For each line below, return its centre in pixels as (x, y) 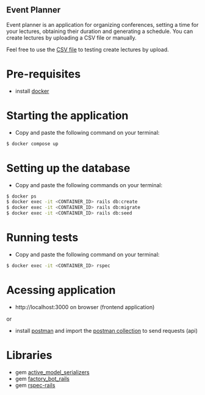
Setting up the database (68, 168)
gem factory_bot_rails (42, 379)
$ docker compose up (33, 144)
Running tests (42, 238)
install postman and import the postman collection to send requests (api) (106, 330)
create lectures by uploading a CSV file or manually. (72, 37)
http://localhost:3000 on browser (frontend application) (85, 307)
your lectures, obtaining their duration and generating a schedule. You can (100, 31)
